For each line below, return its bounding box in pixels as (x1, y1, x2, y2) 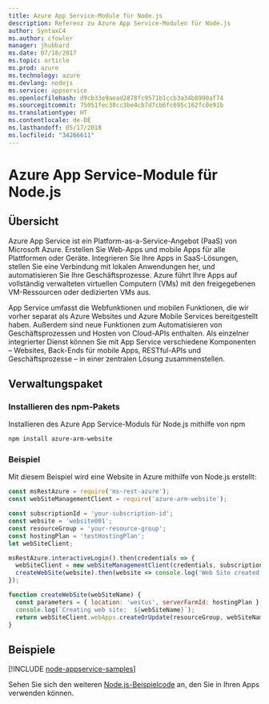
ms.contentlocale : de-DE (8, 116, 91, 124)
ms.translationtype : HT (8, 109, 88, 117)
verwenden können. (8, 688, 74, 698)
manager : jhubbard (8, 42, 70, 50)
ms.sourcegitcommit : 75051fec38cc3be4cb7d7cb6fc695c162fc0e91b (8, 101, 224, 109)
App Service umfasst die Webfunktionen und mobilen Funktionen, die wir (8, 303, 250, 312)
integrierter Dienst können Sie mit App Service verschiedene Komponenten (8, 336, 256, 346)
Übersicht (8, 214, 59, 229)
